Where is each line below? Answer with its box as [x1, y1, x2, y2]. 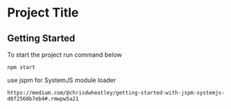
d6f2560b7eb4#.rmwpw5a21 [7, 95, 79, 102]
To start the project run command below [7, 50, 123, 59]
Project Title [7, 5, 79, 21]
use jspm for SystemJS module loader [7, 76, 117, 84]
